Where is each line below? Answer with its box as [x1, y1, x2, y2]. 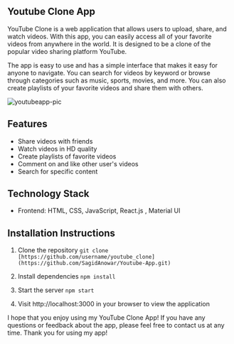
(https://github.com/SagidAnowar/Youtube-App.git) [17, 259, 171, 267]
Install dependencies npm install [17, 272, 116, 281]
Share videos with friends [17, 136, 93, 145]
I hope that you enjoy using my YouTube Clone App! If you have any [7, 313, 206, 322]
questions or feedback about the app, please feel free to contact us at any [7, 321, 225, 330]
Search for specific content [17, 167, 98, 176]
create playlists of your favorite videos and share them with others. [7, 83, 204, 92]
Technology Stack [7, 188, 90, 200]
